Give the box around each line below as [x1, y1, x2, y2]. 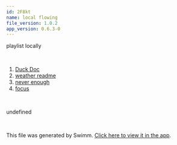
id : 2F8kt [6, 8, 31, 15]
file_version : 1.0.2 [6, 20, 58, 26]
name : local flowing [6, 14, 58, 21]
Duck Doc [14, 66, 40, 73]
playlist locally [6, 42, 42, 50]
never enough [14, 79, 50, 86]
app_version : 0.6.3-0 [6, 25, 61, 32]
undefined [6, 108, 32, 115]
